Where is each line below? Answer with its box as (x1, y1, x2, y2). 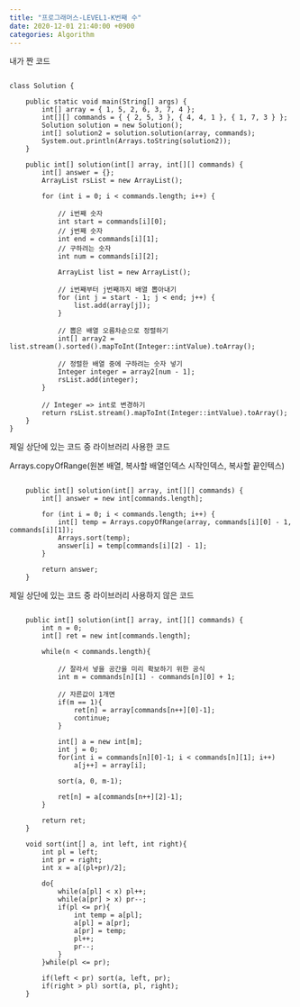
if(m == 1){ (57, 698, 103, 707)
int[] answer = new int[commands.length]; (41, 494, 204, 503)
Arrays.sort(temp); (57, 533, 131, 543)
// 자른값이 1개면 (57, 690, 115, 699)
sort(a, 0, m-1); (57, 776, 123, 786)
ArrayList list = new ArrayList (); (57, 268, 192, 277)
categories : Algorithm (9, 30, 95, 39)
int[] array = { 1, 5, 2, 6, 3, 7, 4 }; (41, 105, 195, 114)
